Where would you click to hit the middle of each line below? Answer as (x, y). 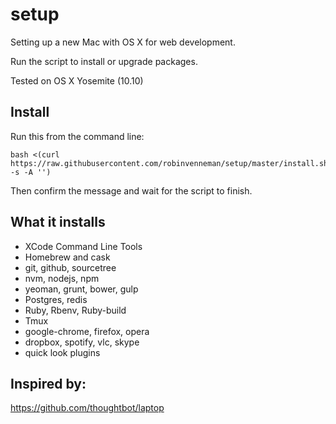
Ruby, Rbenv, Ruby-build (75, 310)
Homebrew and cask (67, 257)
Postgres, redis (56, 299)
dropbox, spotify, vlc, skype (82, 342)
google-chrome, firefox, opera (87, 331)
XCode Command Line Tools (83, 246)
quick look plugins (62, 352)
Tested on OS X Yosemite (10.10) (77, 80)
